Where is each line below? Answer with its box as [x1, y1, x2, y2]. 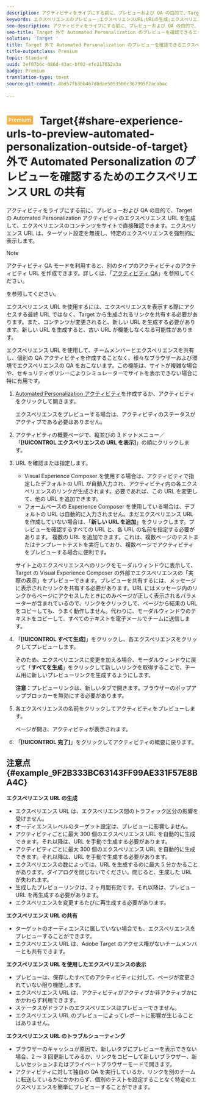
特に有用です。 [6, 377, 44, 384]
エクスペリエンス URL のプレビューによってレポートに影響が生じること [15, 1011, 194, 1019]
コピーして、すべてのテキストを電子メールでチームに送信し [36, 615, 185, 622]
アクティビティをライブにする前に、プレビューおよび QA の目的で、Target [6, 207, 192, 214]
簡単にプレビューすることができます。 [57, 1083, 154, 1091]
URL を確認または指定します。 [15, 459, 92, 467]
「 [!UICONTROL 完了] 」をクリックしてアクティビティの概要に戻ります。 [15, 739, 197, 746]
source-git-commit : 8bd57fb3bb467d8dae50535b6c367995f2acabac [6, 81, 168, 87]
